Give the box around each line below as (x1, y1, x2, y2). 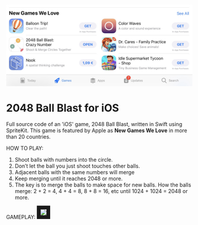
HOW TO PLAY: (6, 144, 44, 152)
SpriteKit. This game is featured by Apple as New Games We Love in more (6, 127, 187, 134)
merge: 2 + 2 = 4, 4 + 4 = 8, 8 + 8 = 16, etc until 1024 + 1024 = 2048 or (14, 188, 188, 195)
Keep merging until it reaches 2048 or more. (14, 175, 123, 182)
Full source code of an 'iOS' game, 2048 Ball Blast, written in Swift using (6, 121, 183, 128)
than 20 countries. (6, 133, 51, 140)
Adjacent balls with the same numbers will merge (14, 169, 135, 176)
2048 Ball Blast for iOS (6, 101, 119, 114)
